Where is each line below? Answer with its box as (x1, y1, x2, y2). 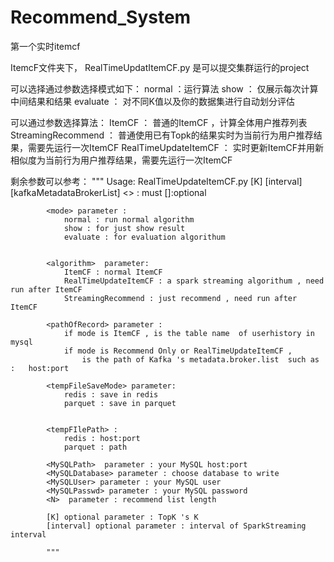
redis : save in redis (63, 389, 159, 400)
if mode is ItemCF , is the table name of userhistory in (63, 328, 315, 338)
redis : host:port (63, 433, 141, 443)
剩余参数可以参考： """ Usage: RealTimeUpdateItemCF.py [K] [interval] (10, 175, 303, 187)
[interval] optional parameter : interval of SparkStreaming (46, 521, 307, 531)
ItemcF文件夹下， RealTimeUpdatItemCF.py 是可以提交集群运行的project (10, 61, 310, 73)
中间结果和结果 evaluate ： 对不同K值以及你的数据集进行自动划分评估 (10, 95, 295, 107)
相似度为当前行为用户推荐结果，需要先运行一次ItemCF (10, 154, 233, 166)
